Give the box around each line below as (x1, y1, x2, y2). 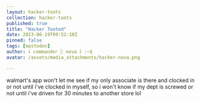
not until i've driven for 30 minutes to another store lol (6, 89, 141, 97)
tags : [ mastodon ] (6, 43, 51, 49)
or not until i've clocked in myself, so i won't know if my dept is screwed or (6, 83, 194, 90)
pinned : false (6, 37, 43, 43)
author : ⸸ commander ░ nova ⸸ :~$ (6, 49, 93, 55)
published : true (6, 20, 48, 26)
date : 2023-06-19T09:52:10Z (6, 32, 78, 38)
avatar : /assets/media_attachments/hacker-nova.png (6, 54, 140, 60)
